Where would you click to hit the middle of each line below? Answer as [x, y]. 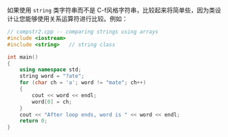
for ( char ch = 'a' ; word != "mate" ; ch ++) [83, 83]
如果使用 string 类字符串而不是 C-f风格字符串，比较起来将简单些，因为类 [111, 10]
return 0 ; [34, 121]
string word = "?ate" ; [52, 76]
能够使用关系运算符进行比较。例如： [76, 19]
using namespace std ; [50, 70]
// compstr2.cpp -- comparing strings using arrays [83, 32]
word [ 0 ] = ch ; [52, 102]
